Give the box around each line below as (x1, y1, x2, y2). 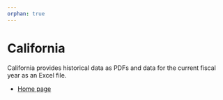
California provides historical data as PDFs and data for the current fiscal (7, 64, 216, 72)
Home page (17, 85, 52, 93)
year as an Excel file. (7, 71, 67, 79)
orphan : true (7, 10, 45, 17)
